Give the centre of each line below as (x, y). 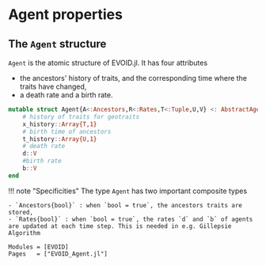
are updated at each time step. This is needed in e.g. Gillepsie (120, 226)
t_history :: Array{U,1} (60, 139)
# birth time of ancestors (67, 131)
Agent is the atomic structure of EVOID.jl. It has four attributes (108, 63)
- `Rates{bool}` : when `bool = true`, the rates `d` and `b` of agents (131, 219)
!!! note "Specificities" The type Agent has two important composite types (128, 191)
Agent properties (65, 15)
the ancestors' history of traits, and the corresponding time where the (133, 78)
